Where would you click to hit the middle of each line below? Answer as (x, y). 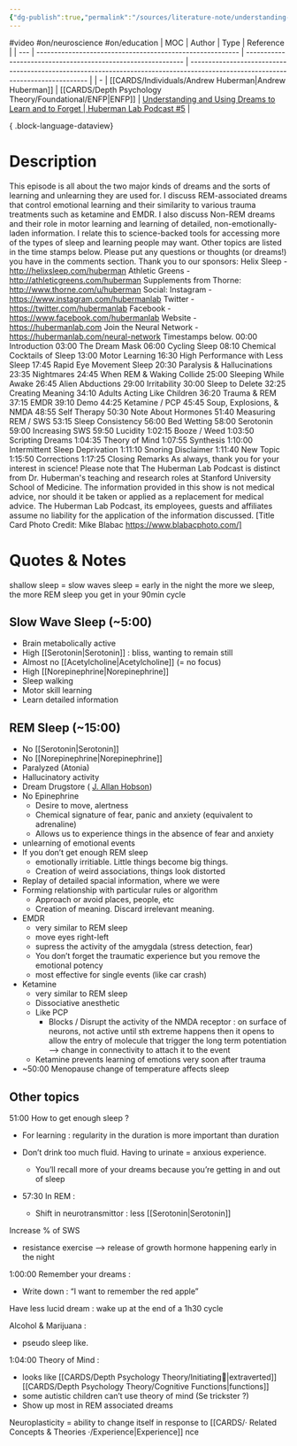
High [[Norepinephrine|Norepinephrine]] (95, 672)
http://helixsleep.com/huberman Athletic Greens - (100, 270)
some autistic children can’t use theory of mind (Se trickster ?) (135, 1396)
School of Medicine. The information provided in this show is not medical (142, 487)
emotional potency (69, 965)
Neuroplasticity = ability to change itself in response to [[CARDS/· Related (143, 1422)
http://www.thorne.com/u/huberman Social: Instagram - (110, 290)
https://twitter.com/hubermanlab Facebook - (90, 308)
